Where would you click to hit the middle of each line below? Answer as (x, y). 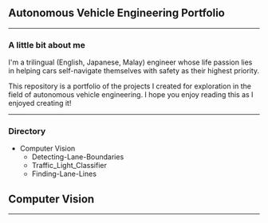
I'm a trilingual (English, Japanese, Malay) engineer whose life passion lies (130, 62)
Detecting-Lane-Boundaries (78, 157)
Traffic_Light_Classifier (69, 166)
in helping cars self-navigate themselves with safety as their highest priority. (134, 71)
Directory (27, 131)
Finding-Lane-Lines (64, 174)
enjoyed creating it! (40, 104)
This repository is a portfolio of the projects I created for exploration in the (130, 86)
